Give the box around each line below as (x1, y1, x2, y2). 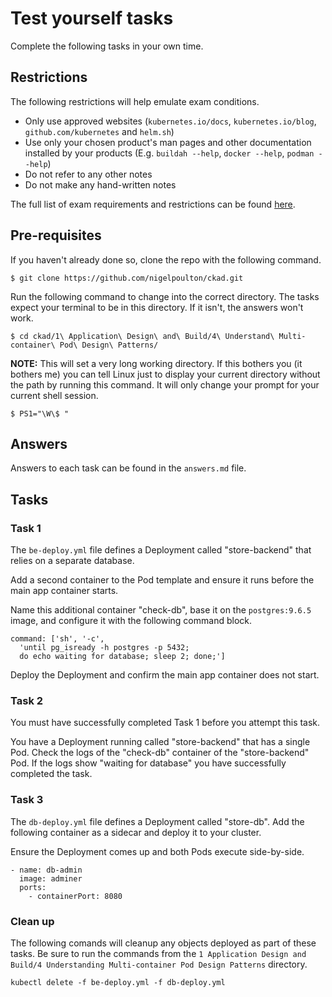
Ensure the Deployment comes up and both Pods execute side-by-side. (10, 845, 305, 857)
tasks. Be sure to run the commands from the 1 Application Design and (10, 947, 307, 959)
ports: (19, 882, 47, 892)
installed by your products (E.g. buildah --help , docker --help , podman (24, 147, 315, 159)
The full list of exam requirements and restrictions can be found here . (10, 198, 296, 210)
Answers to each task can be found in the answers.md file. (10, 462, 247, 474)
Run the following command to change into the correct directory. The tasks (10, 290, 320, 302)
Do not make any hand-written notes (24, 178, 177, 191)
